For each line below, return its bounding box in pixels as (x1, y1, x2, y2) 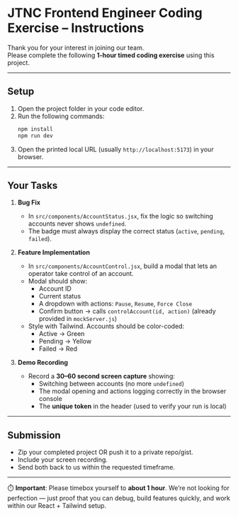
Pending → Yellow (38, 337, 92, 346)
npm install (17, 125, 53, 132)
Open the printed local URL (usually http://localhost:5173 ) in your (17, 145, 214, 153)
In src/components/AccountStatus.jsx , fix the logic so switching (28, 212, 214, 221)
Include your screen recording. (17, 455, 108, 464)
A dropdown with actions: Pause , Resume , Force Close (38, 299, 193, 308)
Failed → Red (38, 344, 78, 353)
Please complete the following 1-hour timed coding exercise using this (7, 51, 215, 59)
